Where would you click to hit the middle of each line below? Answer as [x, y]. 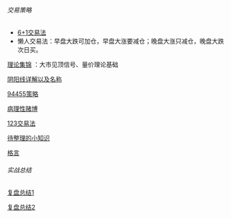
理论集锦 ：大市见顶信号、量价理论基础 [63, 64]
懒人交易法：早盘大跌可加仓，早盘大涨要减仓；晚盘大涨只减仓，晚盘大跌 [120, 42]
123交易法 [22, 123]
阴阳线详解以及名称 [35, 80]
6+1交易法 [32, 33]
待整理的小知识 [28, 138]
